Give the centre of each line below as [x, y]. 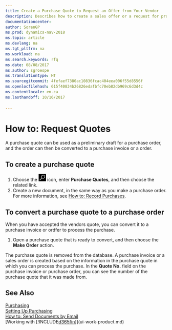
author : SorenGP [23, 27]
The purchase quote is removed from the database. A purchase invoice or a [85, 255]
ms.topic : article [25, 38]
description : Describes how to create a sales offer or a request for [82, 16]
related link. [25, 185]
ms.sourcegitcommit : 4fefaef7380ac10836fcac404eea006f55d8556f [74, 81]
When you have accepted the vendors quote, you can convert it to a [77, 224]
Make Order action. [33, 245]
